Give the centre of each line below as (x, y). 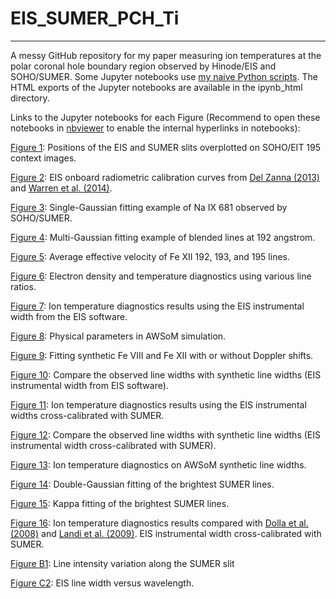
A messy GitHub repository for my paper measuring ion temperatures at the (166, 55)
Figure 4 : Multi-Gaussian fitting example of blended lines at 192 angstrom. (163, 237)
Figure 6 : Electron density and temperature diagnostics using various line (161, 276)
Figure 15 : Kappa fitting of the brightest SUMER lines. (120, 503)
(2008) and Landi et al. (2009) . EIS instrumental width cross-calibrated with (166, 533)
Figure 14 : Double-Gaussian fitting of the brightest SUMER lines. (142, 484)
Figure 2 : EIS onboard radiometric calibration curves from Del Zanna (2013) (165, 177)
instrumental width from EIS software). (89, 385)
